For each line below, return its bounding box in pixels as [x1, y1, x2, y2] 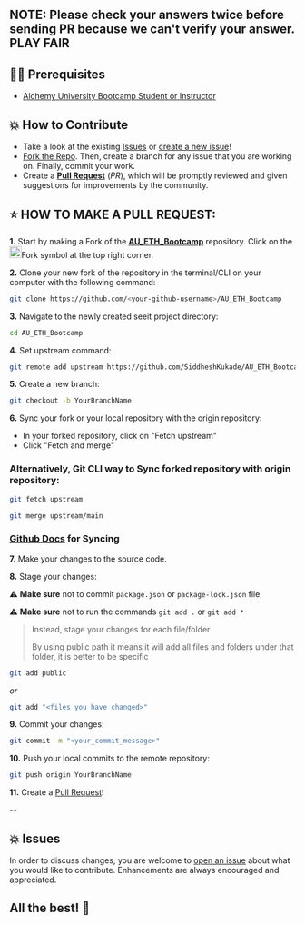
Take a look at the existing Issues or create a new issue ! [22, 141, 231, 153]
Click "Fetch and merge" [22, 440, 115, 451]
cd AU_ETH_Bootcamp [9, 328, 84, 337]
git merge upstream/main [9, 511, 103, 521]
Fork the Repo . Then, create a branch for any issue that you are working [22, 151, 292, 162]
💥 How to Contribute [9, 117, 129, 133]
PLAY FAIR [9, 35, 70, 51]
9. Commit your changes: [9, 719, 104, 730]
